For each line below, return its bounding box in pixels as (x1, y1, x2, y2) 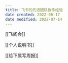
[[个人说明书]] (5, 42, 35, 48)
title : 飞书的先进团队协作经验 (5, 7, 63, 13)
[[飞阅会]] (5, 31, 25, 37)
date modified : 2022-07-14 (5, 17, 62, 22)
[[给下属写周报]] (5, 52, 39, 58)
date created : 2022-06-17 (5, 12, 60, 17)
